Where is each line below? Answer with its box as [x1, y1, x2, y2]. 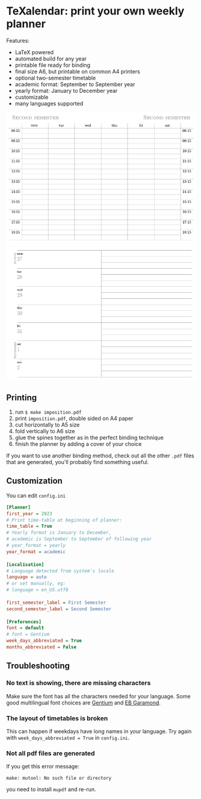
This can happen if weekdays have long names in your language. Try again [6, 727, 192, 735]
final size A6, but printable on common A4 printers [14, 67, 140, 75]
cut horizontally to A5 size [14, 421, 80, 428]
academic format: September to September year [14, 80, 135, 88]
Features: [6, 37, 30, 44]
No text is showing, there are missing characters [6, 679, 151, 688]
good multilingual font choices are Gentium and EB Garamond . [6, 699, 161, 706]
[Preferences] [6, 619, 42, 625]
